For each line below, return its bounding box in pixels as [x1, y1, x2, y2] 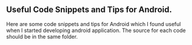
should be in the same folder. [6, 33, 78, 40]
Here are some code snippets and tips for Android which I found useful [6, 20, 181, 27]
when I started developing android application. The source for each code [6, 27, 186, 34]
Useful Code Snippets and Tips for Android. [6, 5, 172, 15]
